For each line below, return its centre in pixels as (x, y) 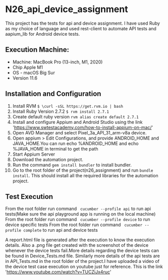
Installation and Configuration (53, 94)
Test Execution (29, 197)
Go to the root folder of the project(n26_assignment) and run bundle (83, 170)
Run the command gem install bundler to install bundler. (72, 165)
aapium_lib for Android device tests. (43, 34)
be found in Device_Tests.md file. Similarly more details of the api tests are (82, 256)
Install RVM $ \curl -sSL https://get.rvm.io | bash (68, 106)
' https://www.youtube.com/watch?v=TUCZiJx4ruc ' (58, 272)
